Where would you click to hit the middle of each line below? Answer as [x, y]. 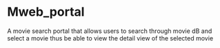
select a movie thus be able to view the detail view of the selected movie [110, 38]
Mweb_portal [46, 12]
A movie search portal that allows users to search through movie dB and [110, 31]
